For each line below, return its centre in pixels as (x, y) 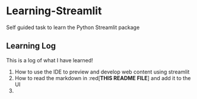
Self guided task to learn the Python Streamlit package (73, 27)
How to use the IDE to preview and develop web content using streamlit (102, 72)
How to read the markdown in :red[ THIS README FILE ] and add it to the (103, 78)
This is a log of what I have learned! (50, 60)
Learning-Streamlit (54, 11)
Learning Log (31, 46)
